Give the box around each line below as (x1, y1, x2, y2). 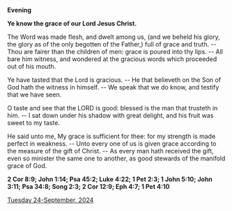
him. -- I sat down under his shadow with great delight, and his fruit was (7, 111, 214, 119)
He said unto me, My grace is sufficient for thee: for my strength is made (7, 132, 216, 140)
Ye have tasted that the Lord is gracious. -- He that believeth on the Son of (7, 76, 222, 84)
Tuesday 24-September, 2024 (7, 196, 94, 204)
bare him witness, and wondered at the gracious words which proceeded (7, 55, 217, 63)
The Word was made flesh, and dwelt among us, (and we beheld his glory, (7, 33, 221, 41)
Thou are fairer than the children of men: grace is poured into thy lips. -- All (7, 48, 224, 56)
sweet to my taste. (7, 119, 61, 127)
